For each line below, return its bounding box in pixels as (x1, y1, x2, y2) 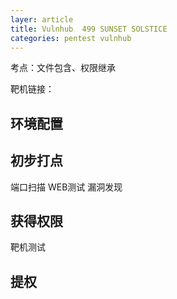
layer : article (10, 14, 74, 25)
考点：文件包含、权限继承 (10, 62, 116, 74)
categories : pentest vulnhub (10, 33, 132, 43)
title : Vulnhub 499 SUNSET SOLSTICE (10, 24, 168, 34)
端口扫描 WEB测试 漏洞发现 (10, 181, 123, 193)
